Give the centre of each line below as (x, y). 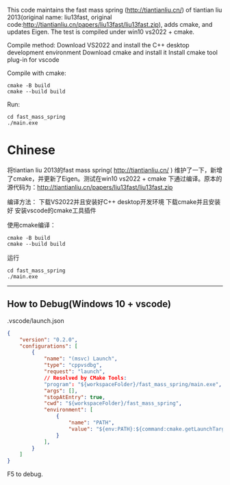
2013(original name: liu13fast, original (60, 17)
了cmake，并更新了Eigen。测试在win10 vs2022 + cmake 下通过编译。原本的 (115, 179)
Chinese (31, 150)
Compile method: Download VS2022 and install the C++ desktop (98, 45)
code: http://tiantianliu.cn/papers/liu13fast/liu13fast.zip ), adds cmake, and (110, 24)
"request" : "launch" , (75, 372)
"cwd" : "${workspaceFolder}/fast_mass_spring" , (113, 404)
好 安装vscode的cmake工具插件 (52, 210)
